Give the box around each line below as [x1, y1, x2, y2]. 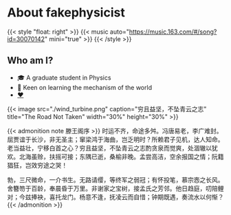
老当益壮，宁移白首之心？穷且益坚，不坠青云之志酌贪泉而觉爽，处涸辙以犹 [7, 144, 218, 152]
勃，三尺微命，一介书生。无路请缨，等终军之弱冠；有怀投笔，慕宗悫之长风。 [7, 175, 224, 183]
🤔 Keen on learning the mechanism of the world [16, 83, 153, 91]
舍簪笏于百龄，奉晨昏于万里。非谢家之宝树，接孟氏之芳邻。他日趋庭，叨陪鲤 [7, 184, 224, 192]
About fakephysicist [7, 5, 125, 21]
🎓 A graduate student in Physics [16, 73, 111, 82]
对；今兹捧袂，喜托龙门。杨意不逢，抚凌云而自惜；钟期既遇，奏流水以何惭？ [7, 192, 224, 201]
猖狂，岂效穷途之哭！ [7, 161, 67, 169]
